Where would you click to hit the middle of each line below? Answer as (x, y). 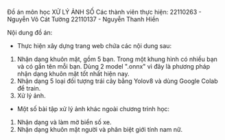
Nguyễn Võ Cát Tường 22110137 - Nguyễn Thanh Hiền (83, 19)
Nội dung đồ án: (30, 33)
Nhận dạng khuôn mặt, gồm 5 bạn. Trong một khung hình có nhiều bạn (117, 59)
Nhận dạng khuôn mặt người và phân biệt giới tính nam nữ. (100, 129)
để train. (29, 88)
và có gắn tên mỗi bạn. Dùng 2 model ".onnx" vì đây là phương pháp (114, 66)
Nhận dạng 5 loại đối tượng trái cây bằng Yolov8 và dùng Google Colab (117, 81)
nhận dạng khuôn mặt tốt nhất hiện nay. (73, 74)
